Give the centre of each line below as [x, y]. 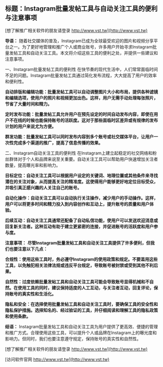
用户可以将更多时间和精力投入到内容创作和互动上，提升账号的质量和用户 [77, 204]
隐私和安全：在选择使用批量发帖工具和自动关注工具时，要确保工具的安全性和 [81, 304]
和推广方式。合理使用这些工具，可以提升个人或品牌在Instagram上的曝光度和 [81, 333]
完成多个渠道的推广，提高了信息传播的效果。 [58, 143]
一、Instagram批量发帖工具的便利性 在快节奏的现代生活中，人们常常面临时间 [81, 69]
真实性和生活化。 [39, 294]
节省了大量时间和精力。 [28, 104]
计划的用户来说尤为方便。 [31, 126]
